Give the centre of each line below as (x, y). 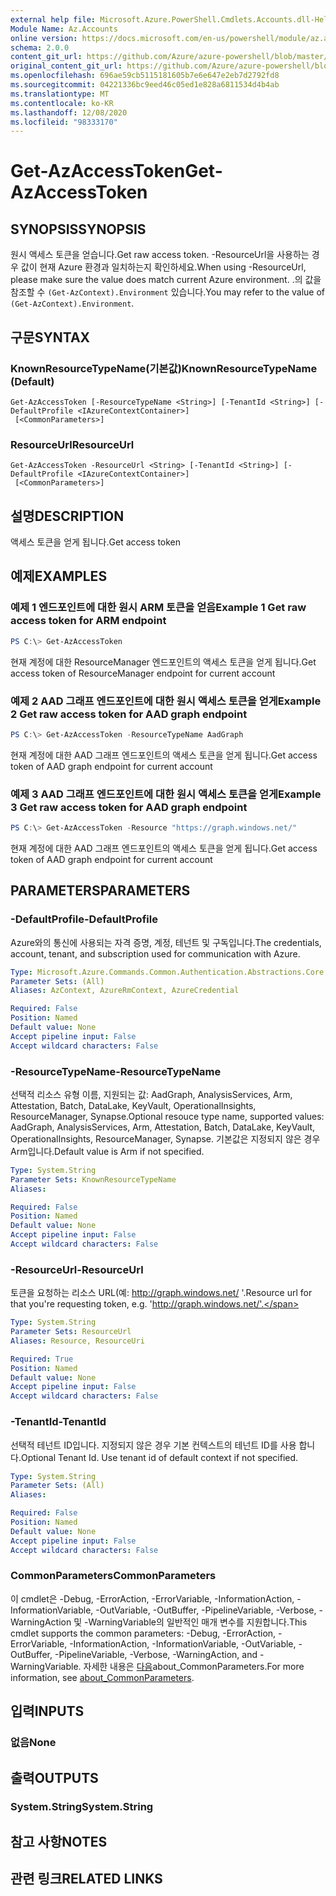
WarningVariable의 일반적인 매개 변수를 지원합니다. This (198, 1622)
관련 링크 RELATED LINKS (86, 1879)
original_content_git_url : (66, 66)
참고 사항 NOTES (59, 1841)
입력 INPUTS (47, 1711)
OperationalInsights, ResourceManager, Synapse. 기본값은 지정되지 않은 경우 (165, 1138)
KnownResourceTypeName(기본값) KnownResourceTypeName (164, 368)
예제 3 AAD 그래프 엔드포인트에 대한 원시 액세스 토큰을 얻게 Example (166, 794)
